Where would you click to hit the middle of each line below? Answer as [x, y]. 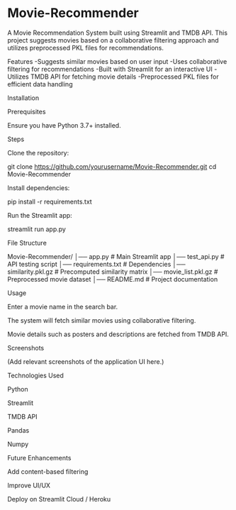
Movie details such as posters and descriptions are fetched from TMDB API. [118, 334]
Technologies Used [35, 375]
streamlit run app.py [36, 229]
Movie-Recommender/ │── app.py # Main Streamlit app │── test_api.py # [116, 256]
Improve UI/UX [29, 485]
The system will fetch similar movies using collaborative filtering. [102, 320]
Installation [23, 98]
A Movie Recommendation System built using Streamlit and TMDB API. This [118, 33]
